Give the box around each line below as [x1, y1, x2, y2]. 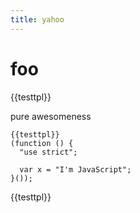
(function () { [10, 138, 74, 148]
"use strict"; [19, 147, 78, 157]
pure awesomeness [10, 110, 92, 122]
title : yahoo [10, 14, 65, 25]
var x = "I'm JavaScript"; [19, 164, 132, 175]
